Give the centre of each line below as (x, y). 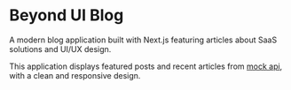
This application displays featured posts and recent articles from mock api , (146, 66)
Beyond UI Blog (67, 15)
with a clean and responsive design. (75, 75)
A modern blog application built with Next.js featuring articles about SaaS (143, 40)
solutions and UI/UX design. (60, 49)
